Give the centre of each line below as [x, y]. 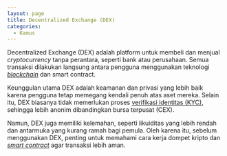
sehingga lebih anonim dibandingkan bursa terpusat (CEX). [91, 110]
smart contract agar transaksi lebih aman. [66, 145]
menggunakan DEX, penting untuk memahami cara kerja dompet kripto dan [114, 138]
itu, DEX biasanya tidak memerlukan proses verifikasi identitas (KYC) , [106, 103]
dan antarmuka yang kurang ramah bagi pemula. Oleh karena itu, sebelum [112, 130]
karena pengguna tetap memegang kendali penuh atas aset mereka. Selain [113, 95]
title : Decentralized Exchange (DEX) [61, 20]
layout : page [26, 13]
